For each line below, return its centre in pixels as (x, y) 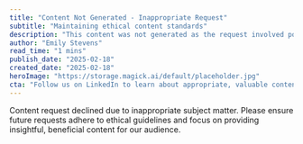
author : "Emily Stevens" (56, 43)
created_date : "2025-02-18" (62, 68)
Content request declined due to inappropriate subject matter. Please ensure (151, 110)
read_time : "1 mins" (48, 51)
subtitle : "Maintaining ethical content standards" (108, 26)
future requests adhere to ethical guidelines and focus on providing (134, 120)
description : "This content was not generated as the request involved (147, 34)
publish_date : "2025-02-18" (62, 59)
